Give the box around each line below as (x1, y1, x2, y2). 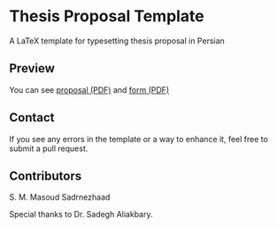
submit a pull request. (9, 143, 88, 154)
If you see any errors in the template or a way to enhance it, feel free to (9, 133, 268, 144)
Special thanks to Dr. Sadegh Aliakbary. (9, 209, 153, 220)
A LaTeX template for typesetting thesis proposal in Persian (9, 35, 226, 46)
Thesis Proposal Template (9, 6, 205, 27)
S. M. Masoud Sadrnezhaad (9, 192, 111, 202)
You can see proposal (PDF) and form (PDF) (9, 84, 170, 95)
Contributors (9, 168, 82, 183)
